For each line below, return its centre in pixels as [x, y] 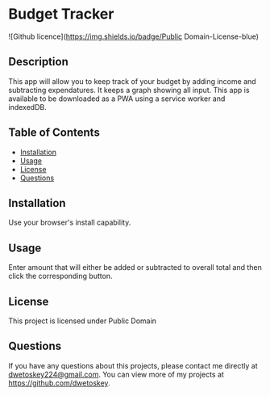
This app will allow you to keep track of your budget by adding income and [132, 81]
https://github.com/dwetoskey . [59, 383]
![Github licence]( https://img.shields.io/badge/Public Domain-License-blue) [134, 36]
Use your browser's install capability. [70, 222]
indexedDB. [27, 107]
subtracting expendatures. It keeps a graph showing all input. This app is [129, 90]
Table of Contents [54, 133]
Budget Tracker [61, 14]
